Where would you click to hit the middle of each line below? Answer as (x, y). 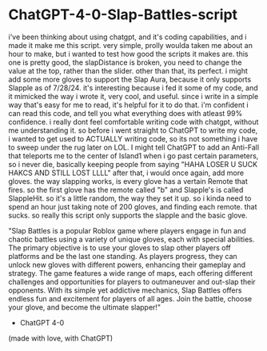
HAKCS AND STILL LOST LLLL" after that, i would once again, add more (126, 173)
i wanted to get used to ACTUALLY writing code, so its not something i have (133, 138)
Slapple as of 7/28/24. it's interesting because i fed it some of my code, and (133, 88)
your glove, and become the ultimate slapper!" (85, 307)
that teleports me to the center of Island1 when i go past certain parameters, (133, 156)
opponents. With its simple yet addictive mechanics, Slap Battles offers (125, 290)
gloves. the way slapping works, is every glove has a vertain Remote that (128, 181)
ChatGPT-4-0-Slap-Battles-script (123, 15)
